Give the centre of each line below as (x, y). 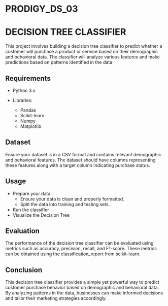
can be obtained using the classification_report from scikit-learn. (73, 254)
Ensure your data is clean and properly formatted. (72, 199)
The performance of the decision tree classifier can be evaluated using (79, 243)
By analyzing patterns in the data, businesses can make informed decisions (84, 293)
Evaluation (22, 231)
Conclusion (24, 270)
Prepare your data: (32, 193)
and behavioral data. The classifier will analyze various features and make (82, 57)
